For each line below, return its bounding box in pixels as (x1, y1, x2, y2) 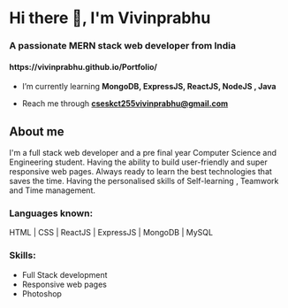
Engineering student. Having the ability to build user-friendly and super (9, 157, 268, 167)
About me (9, 124, 64, 139)
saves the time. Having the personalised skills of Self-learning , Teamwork (9, 176, 279, 187)
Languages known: (9, 207, 94, 219)
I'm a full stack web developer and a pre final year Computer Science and (9, 148, 277, 158)
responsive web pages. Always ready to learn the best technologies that (9, 166, 272, 177)
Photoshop (21, 288, 62, 299)
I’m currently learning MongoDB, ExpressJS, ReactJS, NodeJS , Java (21, 81, 277, 92)
